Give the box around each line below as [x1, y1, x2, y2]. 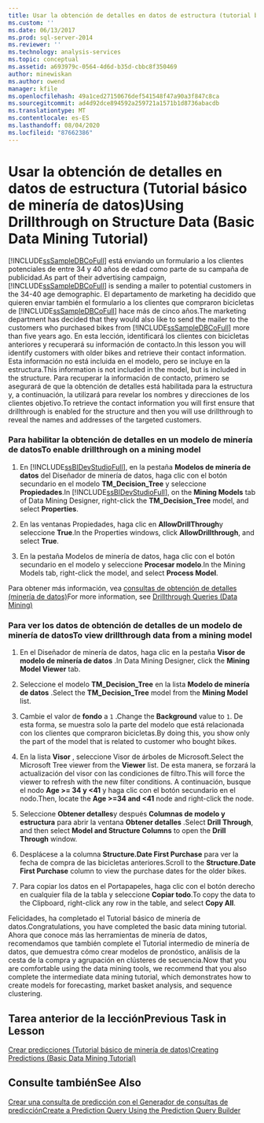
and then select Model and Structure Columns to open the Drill [19, 826, 226, 835]
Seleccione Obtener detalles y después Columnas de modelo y [19, 809, 225, 819]
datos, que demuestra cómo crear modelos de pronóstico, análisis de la [8, 947, 240, 957]
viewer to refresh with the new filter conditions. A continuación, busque [19, 777, 251, 786]
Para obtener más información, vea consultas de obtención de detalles [8, 583, 237, 593]
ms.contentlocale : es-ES [8, 114, 90, 122]
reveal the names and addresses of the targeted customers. [8, 415, 202, 424]
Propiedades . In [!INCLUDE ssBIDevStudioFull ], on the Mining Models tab [19, 487, 256, 496]
